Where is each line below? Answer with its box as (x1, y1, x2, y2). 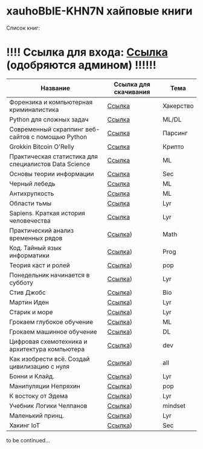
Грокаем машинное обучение (9, 328, 98, 336)
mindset (163, 401, 186, 410)
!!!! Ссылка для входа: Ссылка (6, 45, 168, 59)
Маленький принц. (9, 411, 65, 419)
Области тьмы (9, 199, 52, 207)
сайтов (9, 132, 30, 141)
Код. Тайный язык (9, 244, 62, 252)
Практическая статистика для (9, 152, 98, 161)
